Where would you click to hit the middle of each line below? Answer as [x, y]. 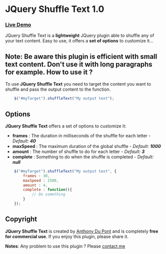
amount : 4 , [36, 185]
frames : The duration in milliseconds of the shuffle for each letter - [82, 135]
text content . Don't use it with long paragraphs [79, 64]
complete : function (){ [47, 190]
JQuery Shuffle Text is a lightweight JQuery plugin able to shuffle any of [80, 35]
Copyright [21, 219]
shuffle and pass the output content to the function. [58, 89]
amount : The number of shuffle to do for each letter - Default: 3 [79, 151]
